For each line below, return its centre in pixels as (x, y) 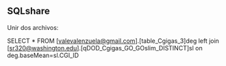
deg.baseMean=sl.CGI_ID (43, 55)
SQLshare (28, 11)
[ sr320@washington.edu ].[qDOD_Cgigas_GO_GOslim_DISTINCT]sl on (105, 48)
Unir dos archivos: (33, 27)
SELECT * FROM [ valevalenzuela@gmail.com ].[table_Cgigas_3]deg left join (113, 41)
